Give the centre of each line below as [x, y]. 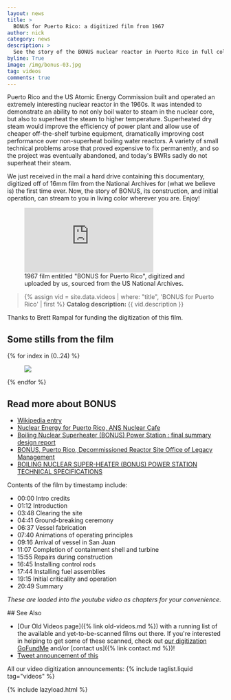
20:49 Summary [40, 586]
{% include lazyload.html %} [47, 689]
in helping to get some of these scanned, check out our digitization [112, 641]
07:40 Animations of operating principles [75, 535]
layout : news [26, 13]
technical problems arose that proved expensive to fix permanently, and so [113, 148]
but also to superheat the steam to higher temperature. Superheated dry [109, 119]
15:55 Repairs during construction [65, 557]
